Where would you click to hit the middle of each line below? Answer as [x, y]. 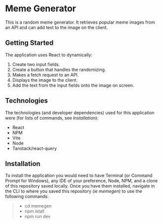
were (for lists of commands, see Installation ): [52, 118]
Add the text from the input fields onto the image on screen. [73, 85]
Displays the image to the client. [45, 80]
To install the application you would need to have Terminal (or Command [79, 176]
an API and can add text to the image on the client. [57, 27]
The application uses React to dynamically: [49, 55]
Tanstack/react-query [34, 148]
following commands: [27, 196]
